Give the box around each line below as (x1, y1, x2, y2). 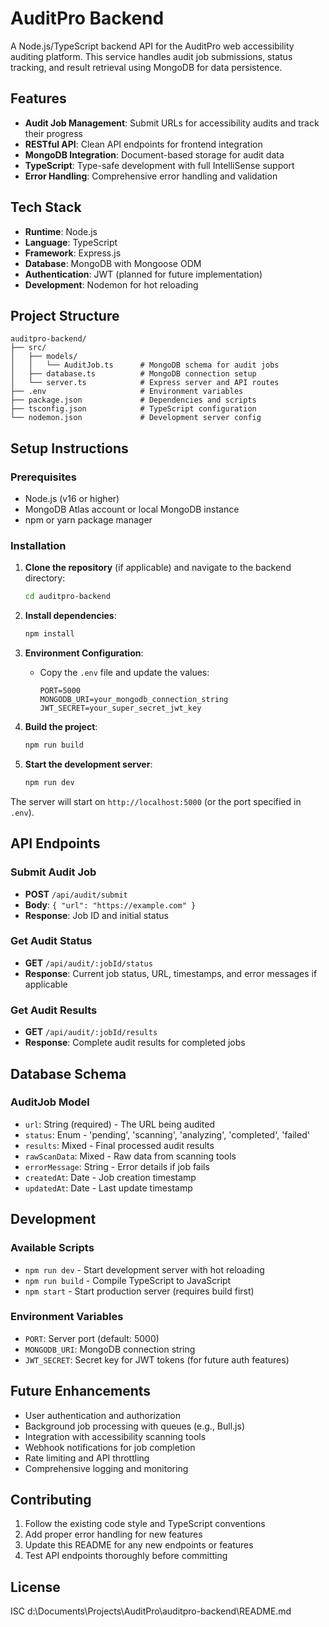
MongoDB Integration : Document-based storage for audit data (24, 148, 285, 161)
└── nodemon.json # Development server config (10, 413, 262, 423)
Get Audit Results (10, 1003, 98, 1017)
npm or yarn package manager (24, 514, 153, 526)
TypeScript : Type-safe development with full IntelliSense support (24, 159, 295, 171)
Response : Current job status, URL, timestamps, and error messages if (24, 967, 318, 979)
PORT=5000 (39, 686, 82, 696)
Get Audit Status (10, 934, 93, 948)
